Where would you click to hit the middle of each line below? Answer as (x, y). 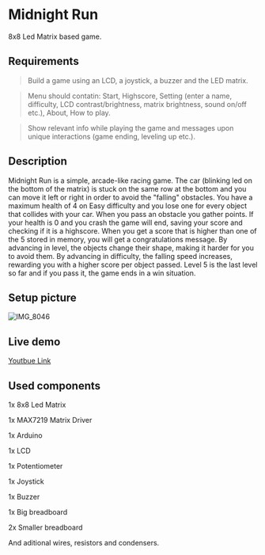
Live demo (34, 342)
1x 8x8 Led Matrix (37, 405)
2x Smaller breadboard (45, 527)
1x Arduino (25, 435)
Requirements (44, 61)
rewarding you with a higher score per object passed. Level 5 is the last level (133, 264)
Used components (55, 386)
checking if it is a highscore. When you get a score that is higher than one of (132, 230)
